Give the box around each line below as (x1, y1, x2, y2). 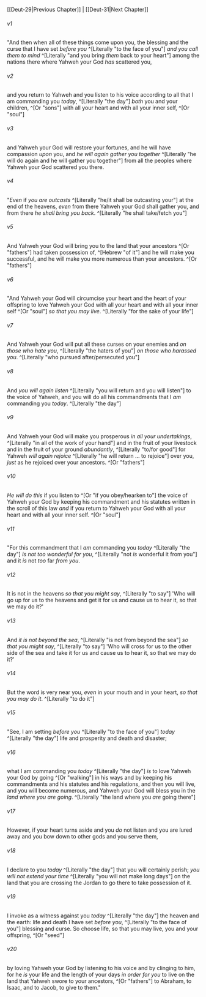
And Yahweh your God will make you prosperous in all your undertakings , (7, 432, 192, 440)
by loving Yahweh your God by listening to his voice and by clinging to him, (7, 965, 196, 972)
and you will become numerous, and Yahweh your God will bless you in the (7, 787, 196, 794)
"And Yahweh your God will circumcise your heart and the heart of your (7, 294, 187, 302)
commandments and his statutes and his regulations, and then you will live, (7, 780, 196, 788)
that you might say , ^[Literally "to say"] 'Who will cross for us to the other (7, 643, 192, 650)
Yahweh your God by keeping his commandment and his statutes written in (7, 498, 196, 506)
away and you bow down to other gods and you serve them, (7, 833, 158, 840)
